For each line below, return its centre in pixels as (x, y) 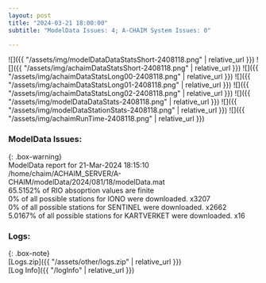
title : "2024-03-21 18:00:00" (58, 23)
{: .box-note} (29, 253)
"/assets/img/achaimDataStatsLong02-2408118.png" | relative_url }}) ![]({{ (129, 94)
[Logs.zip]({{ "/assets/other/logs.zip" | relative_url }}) (95, 262)
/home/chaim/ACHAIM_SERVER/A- (65, 173)
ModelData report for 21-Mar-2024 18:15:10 (79, 165)
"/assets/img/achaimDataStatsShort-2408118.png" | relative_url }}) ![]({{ (141, 68)
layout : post (30, 15)
